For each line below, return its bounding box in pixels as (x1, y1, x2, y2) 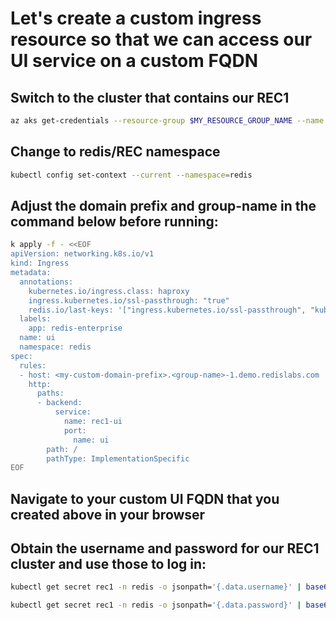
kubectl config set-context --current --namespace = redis (10, 170, 253, 180)
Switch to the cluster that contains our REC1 (10, 89, 290, 106)
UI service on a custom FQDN (10, 50, 259, 72)
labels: (19, 314, 52, 324)
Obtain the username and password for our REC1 (10, 540, 320, 557)
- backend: (36, 398, 83, 408)
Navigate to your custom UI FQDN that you (10, 490, 280, 507)
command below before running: (10, 213, 219, 230)
